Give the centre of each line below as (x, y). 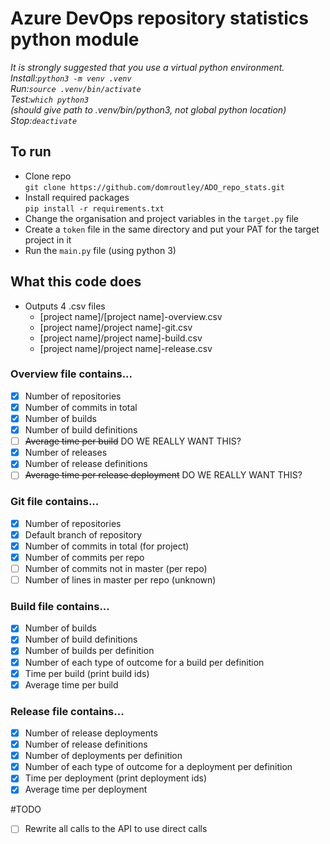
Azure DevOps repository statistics (159, 18)
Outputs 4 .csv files (65, 306)
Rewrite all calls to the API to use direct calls (116, 829)
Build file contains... (60, 606)
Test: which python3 (50, 99)
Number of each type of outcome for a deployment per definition (158, 767)
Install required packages (77, 197)
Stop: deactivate (44, 120)
